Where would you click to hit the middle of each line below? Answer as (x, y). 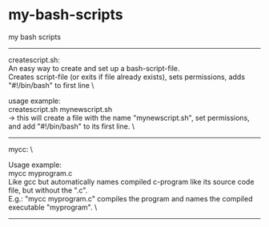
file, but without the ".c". (48, 190)
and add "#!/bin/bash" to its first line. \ (71, 126)
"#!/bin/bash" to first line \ (51, 85)
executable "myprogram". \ (53, 207)
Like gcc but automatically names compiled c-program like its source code (131, 181)
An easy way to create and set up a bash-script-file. (94, 68)
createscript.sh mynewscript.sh (60, 109)
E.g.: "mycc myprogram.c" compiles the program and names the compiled (130, 198)
